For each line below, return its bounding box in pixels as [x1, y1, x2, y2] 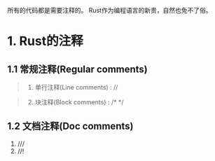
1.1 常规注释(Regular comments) [7, 63, 148, 75]
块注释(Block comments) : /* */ [34, 98, 124, 106]
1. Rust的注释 [7, 34, 83, 49]
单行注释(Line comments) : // [34, 83, 118, 91]
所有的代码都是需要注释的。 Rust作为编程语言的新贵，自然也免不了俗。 [7, 6, 212, 14]
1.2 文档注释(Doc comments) [7, 120, 134, 132]
